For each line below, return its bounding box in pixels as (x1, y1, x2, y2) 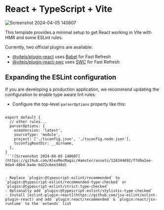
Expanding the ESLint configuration (5, 73, 117, 82)
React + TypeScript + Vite (5, 3, 112, 15)
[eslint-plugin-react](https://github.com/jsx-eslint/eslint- (27, 192, 158, 198)
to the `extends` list (25, 201, 71, 206)
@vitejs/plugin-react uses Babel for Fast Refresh (12, 53, 111, 60)
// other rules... (9, 119, 48, 124)
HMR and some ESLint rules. (5, 35, 63, 40)
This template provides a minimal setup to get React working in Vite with (5, 29, 152, 35)
